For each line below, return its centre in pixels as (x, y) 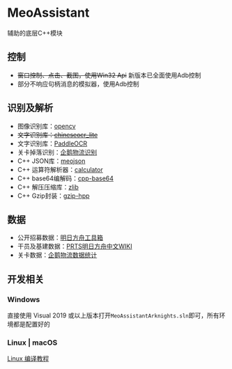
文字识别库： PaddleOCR (52, 143)
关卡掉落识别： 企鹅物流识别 (57, 152)
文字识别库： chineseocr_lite (57, 134)
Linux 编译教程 (28, 359)
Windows (24, 299)
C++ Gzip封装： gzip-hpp (53, 196)
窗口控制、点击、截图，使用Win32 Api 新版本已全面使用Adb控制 (109, 75)
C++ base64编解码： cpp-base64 (65, 178)
